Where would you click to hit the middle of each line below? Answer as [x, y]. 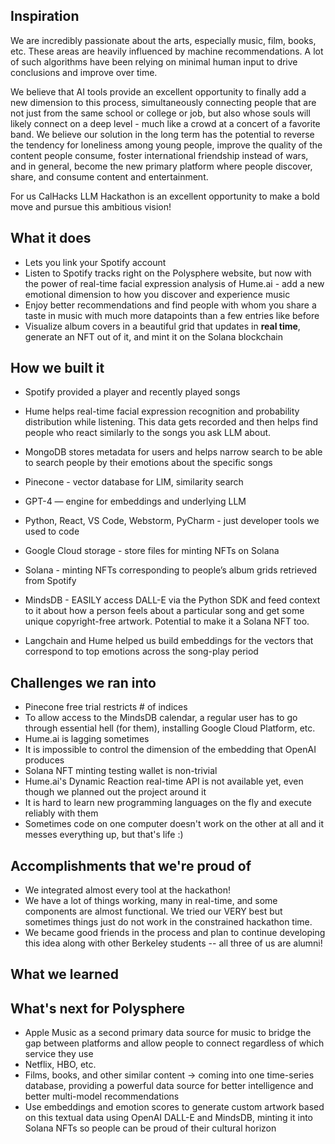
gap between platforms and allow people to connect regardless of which [174, 1043]
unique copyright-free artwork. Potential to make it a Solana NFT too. [167, 621]
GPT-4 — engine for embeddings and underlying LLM [135, 501]
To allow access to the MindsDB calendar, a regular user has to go [161, 718]
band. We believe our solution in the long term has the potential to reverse [162, 134]
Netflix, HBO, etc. [60, 1065]
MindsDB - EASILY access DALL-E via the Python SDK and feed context [172, 600]
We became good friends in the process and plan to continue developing [175, 933]
